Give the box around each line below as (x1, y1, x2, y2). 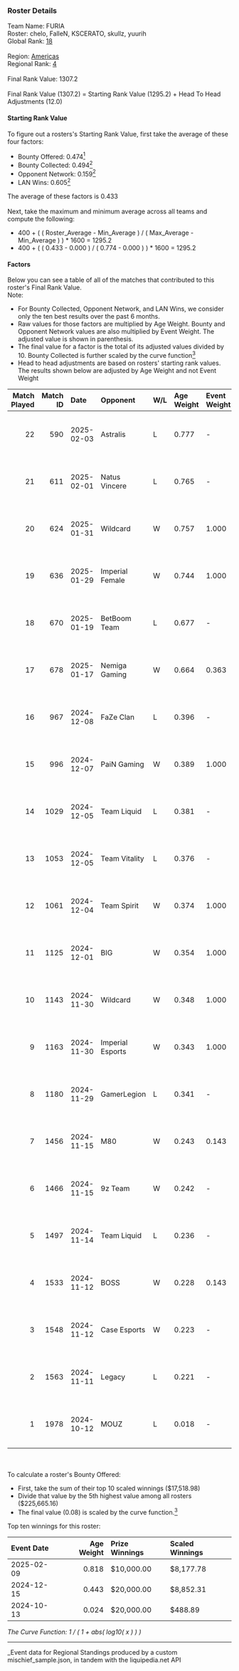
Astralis (100, 429, 126, 439)
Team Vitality (100, 853, 144, 863)
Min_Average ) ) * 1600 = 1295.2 (17, 236, 112, 245)
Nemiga (100, 660, 127, 670)
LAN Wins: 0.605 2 (17, 177, 71, 187)
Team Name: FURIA (7, 22, 65, 31)
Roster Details (7, 6, 58, 16)
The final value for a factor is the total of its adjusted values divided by (17, 342, 224, 351)
